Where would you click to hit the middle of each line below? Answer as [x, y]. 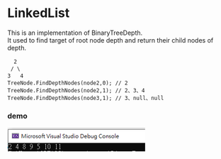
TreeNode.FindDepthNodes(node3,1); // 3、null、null [86, 98]
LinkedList [39, 13]
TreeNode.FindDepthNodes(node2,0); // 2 [68, 83]
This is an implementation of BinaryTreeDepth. [75, 33]
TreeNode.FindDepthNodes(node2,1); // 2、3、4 [76, 90]
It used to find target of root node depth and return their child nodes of [110, 40]
